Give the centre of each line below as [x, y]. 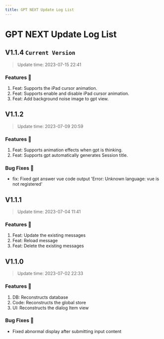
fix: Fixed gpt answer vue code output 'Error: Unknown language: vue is [86, 179]
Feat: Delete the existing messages [48, 246]
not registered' [27, 184]
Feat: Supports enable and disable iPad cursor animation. [71, 93]
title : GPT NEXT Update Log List [40, 10]
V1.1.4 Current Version [40, 53]
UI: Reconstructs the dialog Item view [51, 308]
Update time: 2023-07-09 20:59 [50, 126]
